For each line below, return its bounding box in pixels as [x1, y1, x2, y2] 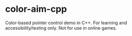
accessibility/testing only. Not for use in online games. [5, 25, 117, 31]
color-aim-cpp [5, 3, 67, 15]
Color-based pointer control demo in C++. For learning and [5, 20, 127, 26]
